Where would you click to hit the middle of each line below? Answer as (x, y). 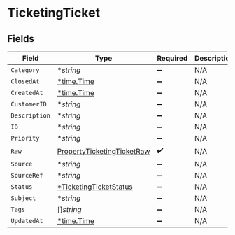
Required (172, 58)
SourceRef (27, 175)
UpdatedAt (27, 221)
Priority (25, 138)
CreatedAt (27, 93)
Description (31, 116)
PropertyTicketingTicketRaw (104, 151)
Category (25, 70)
